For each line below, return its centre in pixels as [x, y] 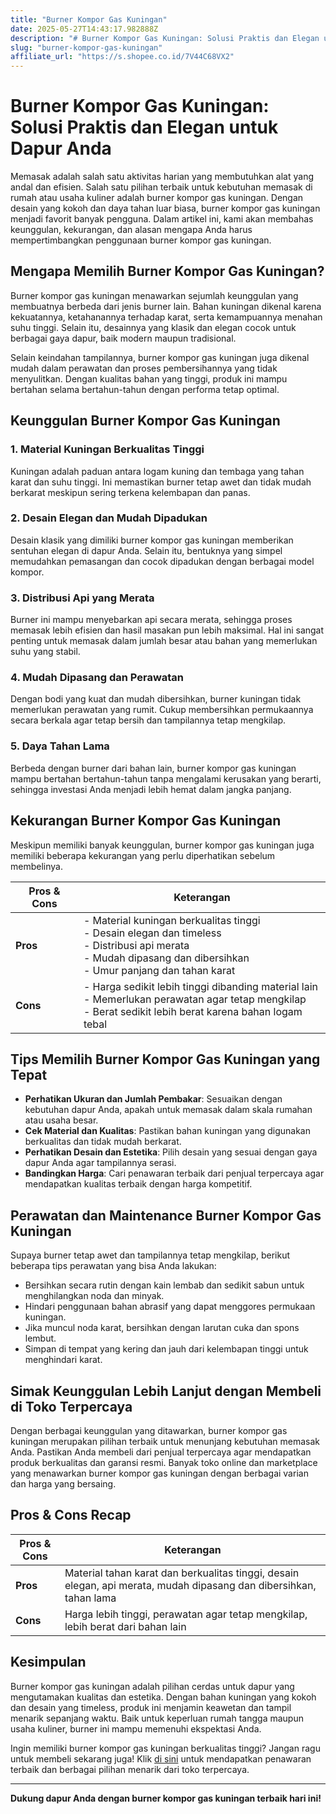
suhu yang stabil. [45, 652]
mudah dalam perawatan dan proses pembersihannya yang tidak [144, 368]
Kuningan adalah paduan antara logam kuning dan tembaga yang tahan [157, 471]
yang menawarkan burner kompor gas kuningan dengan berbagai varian [159, 1473]
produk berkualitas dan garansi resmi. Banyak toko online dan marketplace [164, 1462]
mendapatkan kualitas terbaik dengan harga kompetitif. [138, 1184]
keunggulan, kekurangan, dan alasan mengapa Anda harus [131, 230]
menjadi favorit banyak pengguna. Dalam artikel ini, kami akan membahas [162, 219]
